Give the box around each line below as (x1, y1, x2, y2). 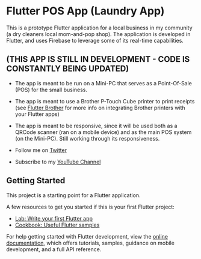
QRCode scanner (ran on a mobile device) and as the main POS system (14, 128, 192, 136)
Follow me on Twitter (14, 146, 67, 154)
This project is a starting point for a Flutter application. (6, 191, 141, 199)
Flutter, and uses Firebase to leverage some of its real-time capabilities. (6, 37, 184, 44)
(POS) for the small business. (14, 86, 88, 93)
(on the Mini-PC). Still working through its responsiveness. (14, 135, 160, 142)
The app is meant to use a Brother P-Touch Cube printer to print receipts (14, 97, 195, 105)
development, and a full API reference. (6, 245, 102, 253)
